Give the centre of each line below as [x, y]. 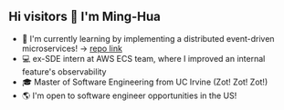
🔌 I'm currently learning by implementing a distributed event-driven [148, 38]
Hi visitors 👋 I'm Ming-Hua [85, 17]
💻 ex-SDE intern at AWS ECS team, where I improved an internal [143, 58]
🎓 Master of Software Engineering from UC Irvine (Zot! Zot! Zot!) [145, 82]
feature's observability [64, 71]
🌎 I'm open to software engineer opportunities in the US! [129, 95]
